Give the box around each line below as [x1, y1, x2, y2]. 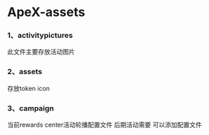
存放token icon [7, 84, 50, 92]
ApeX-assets [7, 4, 86, 20]
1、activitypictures [7, 31, 74, 41]
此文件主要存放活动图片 [7, 48, 75, 56]
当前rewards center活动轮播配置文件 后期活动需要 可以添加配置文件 [7, 120, 202, 129]
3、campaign [7, 103, 55, 113]
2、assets [7, 67, 43, 77]
